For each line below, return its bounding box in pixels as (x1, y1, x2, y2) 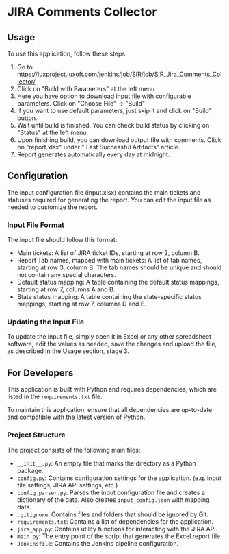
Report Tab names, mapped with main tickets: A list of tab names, (16, 256, 202, 265)
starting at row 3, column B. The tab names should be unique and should (16, 263, 222, 272)
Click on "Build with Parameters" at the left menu (16, 85, 155, 93)
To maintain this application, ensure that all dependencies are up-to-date (7, 406, 213, 414)
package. (16, 466, 44, 474)
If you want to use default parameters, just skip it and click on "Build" (16, 107, 212, 115)
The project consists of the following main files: (7, 446, 141, 454)
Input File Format (7, 220, 65, 230)
